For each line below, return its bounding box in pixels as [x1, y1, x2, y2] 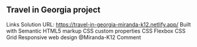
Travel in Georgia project [6, 5, 101, 15]
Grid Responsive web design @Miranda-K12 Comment [6, 33, 142, 41]
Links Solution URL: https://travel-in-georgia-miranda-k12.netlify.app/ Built [6, 20, 191, 28]
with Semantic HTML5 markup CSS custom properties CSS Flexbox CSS [6, 27, 186, 34]
